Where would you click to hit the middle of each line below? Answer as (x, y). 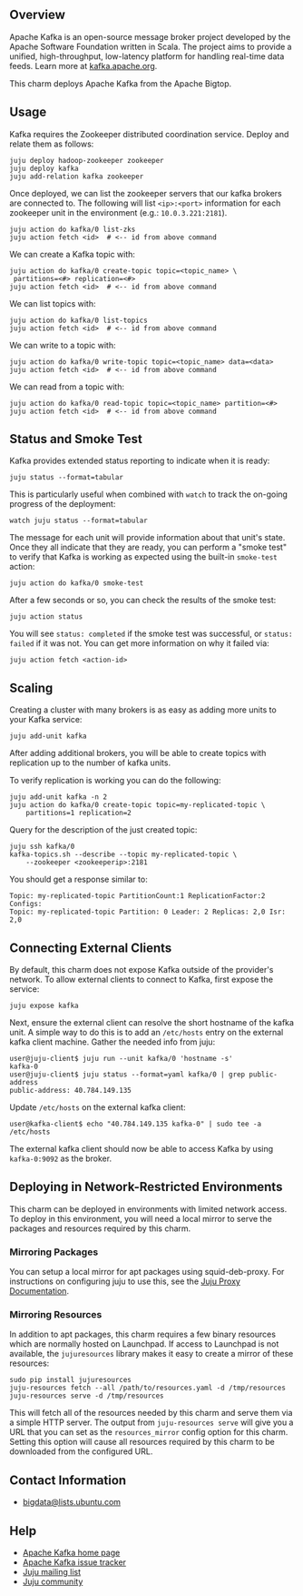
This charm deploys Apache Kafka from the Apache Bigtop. (121, 83)
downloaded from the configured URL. (81, 1451)
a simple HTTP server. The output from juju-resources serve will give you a (151, 1422)
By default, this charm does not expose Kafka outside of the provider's (142, 970)
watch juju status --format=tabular (78, 521)
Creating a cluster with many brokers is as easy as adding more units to (143, 710)
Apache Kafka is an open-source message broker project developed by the (150, 36)
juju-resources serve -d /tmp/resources (87, 1396)
